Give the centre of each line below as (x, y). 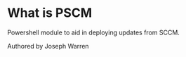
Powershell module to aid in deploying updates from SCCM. (94, 32)
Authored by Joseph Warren (48, 46)
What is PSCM (50, 13)
